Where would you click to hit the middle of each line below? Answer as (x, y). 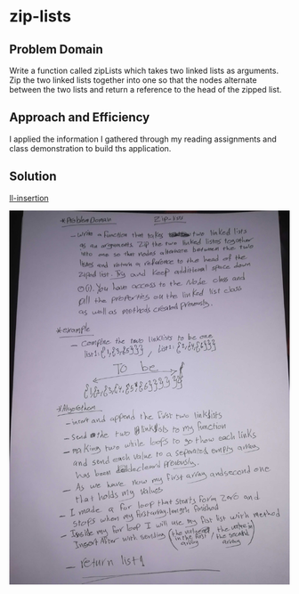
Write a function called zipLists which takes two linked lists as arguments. (144, 70)
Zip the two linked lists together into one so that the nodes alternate (133, 80)
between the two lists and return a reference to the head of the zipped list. (145, 90)
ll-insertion (29, 198)
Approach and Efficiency (80, 118)
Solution (33, 177)
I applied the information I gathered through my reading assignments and (143, 139)
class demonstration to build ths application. (90, 148)
